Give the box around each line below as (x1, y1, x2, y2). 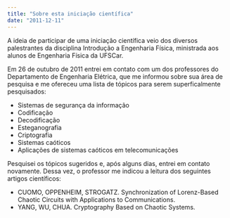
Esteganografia (17, 123, 62, 132)
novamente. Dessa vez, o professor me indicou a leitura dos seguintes (7, 167, 211, 175)
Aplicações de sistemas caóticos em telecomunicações (17, 146, 179, 154)
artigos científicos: (7, 174, 61, 183)
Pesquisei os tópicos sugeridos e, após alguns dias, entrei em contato (7, 159, 210, 167)
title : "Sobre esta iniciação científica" (7, 10, 134, 18)
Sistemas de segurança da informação (17, 101, 130, 109)
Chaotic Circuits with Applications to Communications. (17, 195, 176, 204)
